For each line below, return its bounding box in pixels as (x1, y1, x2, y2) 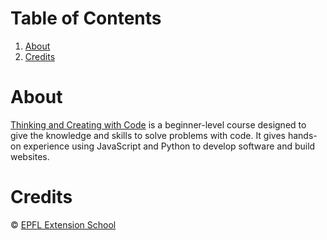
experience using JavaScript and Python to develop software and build (23, 140, 316, 152)
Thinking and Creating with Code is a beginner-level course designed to (10, 118, 307, 131)
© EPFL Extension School (10, 218, 117, 231)
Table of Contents (10, 7, 162, 30)
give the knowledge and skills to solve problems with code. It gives (10, 129, 286, 141)
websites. (10, 150, 50, 162)
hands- (287, 129, 318, 141)
